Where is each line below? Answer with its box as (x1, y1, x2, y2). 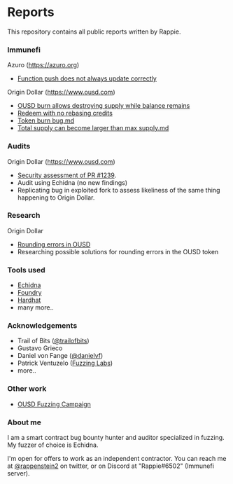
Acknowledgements (7, 321, 78, 331)
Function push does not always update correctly (17, 74, 157, 83)
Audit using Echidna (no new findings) (17, 178, 128, 186)
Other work (7, 384, 47, 394)
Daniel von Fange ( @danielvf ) (17, 352, 104, 360)
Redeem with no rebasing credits (17, 109, 113, 118)
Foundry (17, 289, 42, 297)
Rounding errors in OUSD (17, 240, 91, 249)
